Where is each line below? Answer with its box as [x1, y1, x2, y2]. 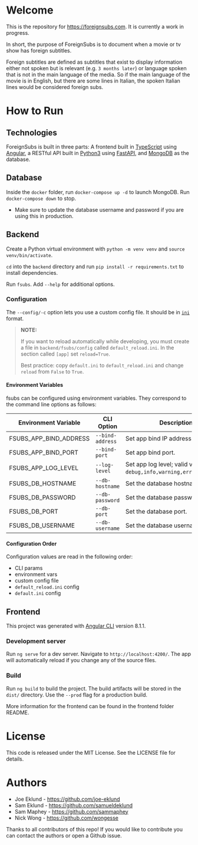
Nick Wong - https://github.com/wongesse [14, 814, 119, 821]
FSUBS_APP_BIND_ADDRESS [9, 435, 90, 443]
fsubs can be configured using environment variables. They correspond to [6, 394, 187, 402]
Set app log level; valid [126, 461, 188, 469]
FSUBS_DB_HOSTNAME [9, 479, 77, 488]
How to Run [6, 104, 64, 118]
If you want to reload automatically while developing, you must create [20, 337, 190, 345]
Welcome [6, 4, 54, 17]
